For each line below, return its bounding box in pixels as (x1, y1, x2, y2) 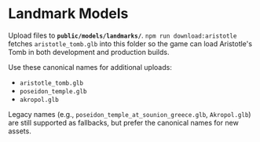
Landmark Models (8, 5, 129, 23)
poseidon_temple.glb (19, 87, 87, 95)
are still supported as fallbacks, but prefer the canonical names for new (8, 118, 240, 127)
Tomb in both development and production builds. (8, 47, 170, 56)
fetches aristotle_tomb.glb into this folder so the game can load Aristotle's (8, 38, 253, 48)
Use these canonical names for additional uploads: (8, 62, 173, 71)
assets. (8, 126, 31, 136)
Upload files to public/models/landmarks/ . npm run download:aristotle (8, 31, 237, 40)
